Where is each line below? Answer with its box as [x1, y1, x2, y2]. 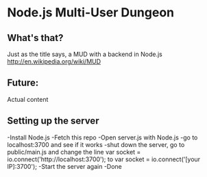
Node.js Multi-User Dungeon [7, 5, 175, 21]
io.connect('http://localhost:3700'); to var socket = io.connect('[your [7, 155, 201, 163]
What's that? [7, 32, 64, 44]
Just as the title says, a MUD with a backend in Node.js [7, 50, 162, 58]
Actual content [7, 95, 49, 103]
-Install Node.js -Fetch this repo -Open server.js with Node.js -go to [7, 133, 198, 141]
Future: [7, 77, 39, 89]
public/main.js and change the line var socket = [7, 148, 141, 156]
